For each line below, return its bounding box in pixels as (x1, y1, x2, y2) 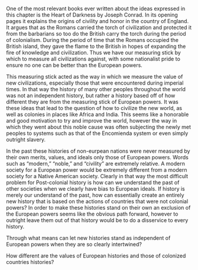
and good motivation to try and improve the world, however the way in (6, 117, 177, 124)
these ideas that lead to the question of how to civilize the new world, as (6, 105, 182, 111)
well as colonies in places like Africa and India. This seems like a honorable (6, 111, 189, 118)
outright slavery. (6, 136, 46, 143)
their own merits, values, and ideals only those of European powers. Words (6, 154, 189, 160)
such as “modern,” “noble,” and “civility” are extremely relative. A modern (6, 160, 185, 167)
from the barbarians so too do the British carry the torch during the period (6, 30, 186, 37)
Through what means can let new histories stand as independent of (6, 234, 171, 242)
